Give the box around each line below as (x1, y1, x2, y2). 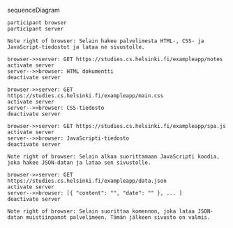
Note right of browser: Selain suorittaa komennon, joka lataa (7, 208, 195, 215)
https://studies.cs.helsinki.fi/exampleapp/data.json (7, 177, 167, 184)
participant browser (7, 19, 68, 26)
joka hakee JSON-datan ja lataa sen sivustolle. (7, 159, 151, 166)
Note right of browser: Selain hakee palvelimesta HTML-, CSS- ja (7, 38, 204, 44)
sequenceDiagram (7, 6, 61, 14)
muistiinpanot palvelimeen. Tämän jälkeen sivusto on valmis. (25, 214, 211, 221)
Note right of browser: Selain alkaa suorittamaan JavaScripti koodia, (7, 153, 220, 160)
